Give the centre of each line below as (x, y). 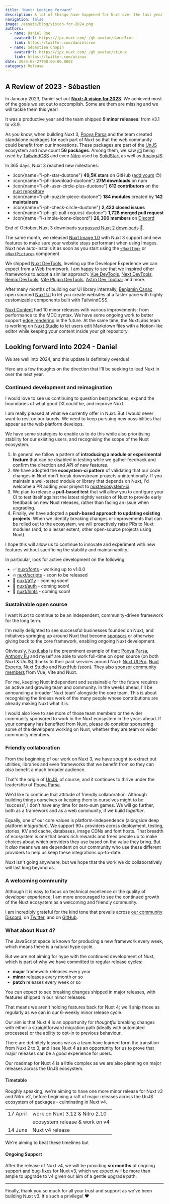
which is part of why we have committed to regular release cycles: (74, 962)
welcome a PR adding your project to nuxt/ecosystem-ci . (71, 486)
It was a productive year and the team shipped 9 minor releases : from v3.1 (82, 119)
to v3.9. (13, 124)
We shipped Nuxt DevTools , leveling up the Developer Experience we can (81, 263)
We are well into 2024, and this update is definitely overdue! (67, 359)
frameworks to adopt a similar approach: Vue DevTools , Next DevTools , (79, 274)
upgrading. (24, 508)
